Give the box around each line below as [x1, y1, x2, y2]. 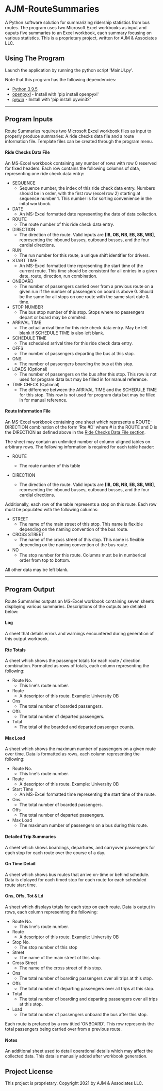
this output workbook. [5, 636, 49, 642]
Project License [5, 1067, 53, 1075]
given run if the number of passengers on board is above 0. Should [19, 288, 154, 294]
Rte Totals [5, 647, 26, 653]
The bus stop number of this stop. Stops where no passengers [19, 309, 145, 315]
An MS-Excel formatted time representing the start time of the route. [19, 791, 156, 797]
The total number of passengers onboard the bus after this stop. [19, 1012, 148, 1017]
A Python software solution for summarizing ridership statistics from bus [5, 19, 150, 25]
